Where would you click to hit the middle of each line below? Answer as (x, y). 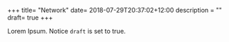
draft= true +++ (30, 17)
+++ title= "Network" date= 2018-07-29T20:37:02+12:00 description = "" (114, 10)
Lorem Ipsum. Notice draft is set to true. (67, 31)
